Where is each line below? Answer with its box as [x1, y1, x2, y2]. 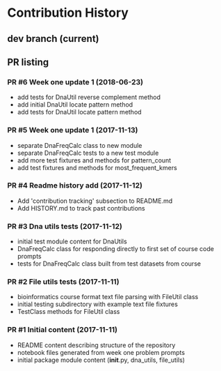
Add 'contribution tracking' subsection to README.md [17, 197, 173, 205]
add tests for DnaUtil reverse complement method [17, 93, 161, 102]
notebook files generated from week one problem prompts [17, 348, 186, 356]
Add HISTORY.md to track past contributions [17, 204, 145, 212]
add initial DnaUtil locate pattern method [17, 100, 133, 109]
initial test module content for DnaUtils [17, 237, 127, 245]
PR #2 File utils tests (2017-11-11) [7, 277, 120, 287]
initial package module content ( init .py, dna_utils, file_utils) [17, 356, 186, 364]
